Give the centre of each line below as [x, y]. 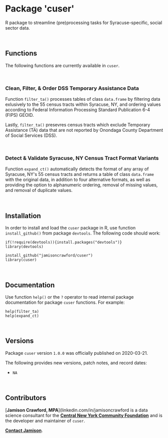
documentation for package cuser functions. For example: [65, 302]
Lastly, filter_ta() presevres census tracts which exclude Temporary [78, 125]
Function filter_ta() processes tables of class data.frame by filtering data [83, 99]
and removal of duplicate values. [39, 190]
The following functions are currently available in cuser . [62, 65]
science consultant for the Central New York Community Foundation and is [84, 415]
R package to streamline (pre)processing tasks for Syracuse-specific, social [84, 23]
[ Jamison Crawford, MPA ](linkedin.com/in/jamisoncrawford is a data [76, 410]
